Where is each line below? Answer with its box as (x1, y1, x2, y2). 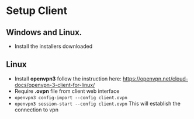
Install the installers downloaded (14, 43, 93, 50)
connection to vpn (14, 106, 58, 113)
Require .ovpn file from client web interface (14, 87, 120, 94)
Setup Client (6, 4, 68, 17)
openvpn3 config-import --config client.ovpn (14, 94, 127, 100)
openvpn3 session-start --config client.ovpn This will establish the (14, 100, 181, 107)
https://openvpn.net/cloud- (122, 75, 189, 82)
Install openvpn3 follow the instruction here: (14, 75, 122, 82)
